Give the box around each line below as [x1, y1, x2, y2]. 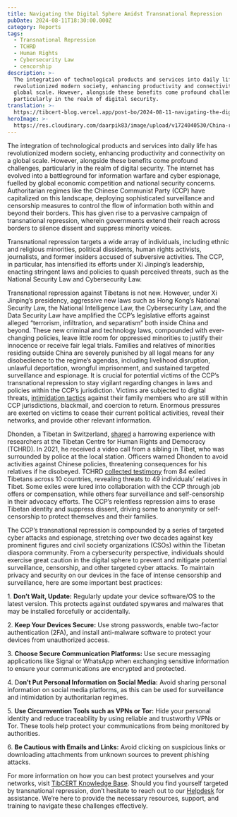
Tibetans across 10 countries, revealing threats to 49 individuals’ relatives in [7, 474, 228, 483]
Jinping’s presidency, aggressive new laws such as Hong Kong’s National [7, 296, 220, 304]
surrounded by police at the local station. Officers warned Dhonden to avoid [7, 452, 229, 461]
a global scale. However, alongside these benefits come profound [7, 156, 198, 164]
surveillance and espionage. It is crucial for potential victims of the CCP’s [7, 371, 220, 380]
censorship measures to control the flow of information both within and [7, 201, 214, 210]
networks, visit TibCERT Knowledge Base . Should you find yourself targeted [7, 779, 229, 787]
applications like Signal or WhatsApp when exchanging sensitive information [7, 657, 229, 665]
